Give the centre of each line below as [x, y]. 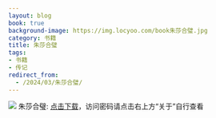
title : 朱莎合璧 [33, 45]
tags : [17, 53]
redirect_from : [34, 75]
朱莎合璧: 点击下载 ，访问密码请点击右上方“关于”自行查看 [111, 106]
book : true [26, 23]
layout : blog [30, 16]
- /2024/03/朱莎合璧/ [49, 82]
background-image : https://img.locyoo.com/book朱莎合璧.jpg [108, 30]
